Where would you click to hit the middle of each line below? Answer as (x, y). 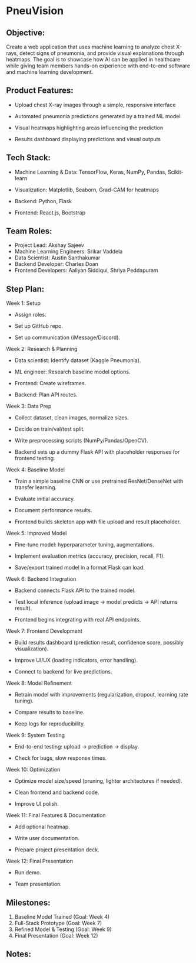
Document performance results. (53, 510)
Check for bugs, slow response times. (61, 758)
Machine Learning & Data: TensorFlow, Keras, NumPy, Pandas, (90, 172)
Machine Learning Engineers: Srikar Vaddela (69, 252)
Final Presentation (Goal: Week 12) (56, 936)
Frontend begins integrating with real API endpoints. (78, 620)
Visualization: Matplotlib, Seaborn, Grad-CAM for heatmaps (87, 190)
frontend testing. (35, 458)
